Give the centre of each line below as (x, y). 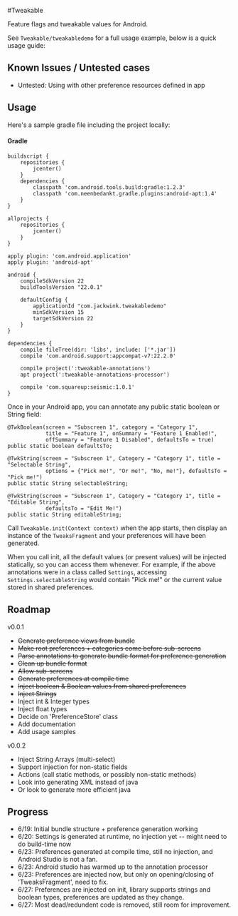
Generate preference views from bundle (76, 641)
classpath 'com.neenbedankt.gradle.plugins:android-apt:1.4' (125, 193)
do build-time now (44, 844)
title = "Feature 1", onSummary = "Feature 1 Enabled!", (131, 433)
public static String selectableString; (68, 483)
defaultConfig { (44, 300)
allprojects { (28, 218)
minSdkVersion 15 (58, 312)
